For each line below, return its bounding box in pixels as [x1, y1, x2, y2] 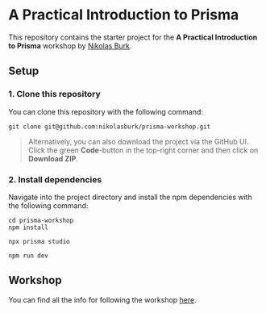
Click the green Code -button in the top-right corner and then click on [27, 145, 259, 155]
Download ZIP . [27, 153, 79, 163]
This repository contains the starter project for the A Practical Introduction [8, 32, 258, 42]
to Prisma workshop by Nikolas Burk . [8, 40, 132, 50]
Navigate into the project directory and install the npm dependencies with [8, 192, 252, 202]
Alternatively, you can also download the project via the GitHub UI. [27, 136, 249, 146]
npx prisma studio [8, 237, 70, 245]
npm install [8, 223, 48, 232]
